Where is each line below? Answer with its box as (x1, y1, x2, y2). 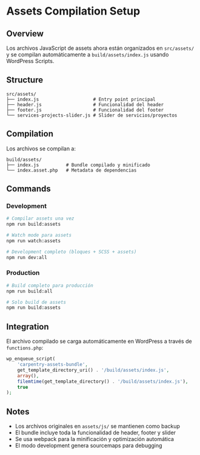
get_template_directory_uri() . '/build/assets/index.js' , (17, 367, 170, 373)
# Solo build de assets (6, 299, 67, 305)
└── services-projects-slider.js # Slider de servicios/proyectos (6, 112, 178, 118)
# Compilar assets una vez (6, 215, 75, 222)
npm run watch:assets (6, 238, 61, 244)
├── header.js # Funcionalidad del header (6, 101, 164, 107)
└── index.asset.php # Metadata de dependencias (6, 167, 137, 174)
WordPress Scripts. (6, 58, 55, 64)
